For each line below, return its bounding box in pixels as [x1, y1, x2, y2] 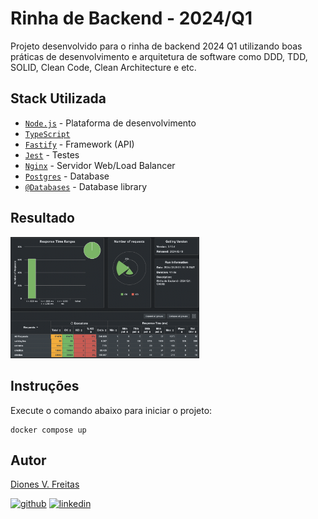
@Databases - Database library [24, 180, 148, 192]
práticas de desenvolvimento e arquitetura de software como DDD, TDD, [10, 50, 308, 62]
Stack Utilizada [10, 90, 107, 107]
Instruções [10, 378, 80, 395]
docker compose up [10, 425, 87, 435]
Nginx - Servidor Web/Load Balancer [24, 159, 176, 171]
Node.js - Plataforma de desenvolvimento [24, 117, 197, 129]
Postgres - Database [24, 170, 110, 182]
